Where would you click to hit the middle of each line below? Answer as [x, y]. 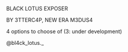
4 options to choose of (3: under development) [64, 31]
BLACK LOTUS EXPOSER [37, 9]
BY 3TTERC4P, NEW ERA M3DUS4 [50, 20]
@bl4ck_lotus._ [25, 43]
